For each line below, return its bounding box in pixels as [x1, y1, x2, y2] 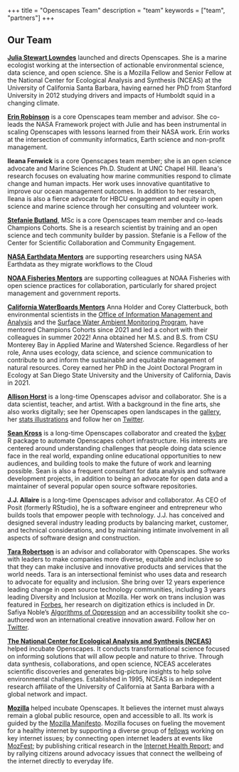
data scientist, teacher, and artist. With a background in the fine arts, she [7, 399, 221, 408]
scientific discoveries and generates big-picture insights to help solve [7, 667, 212, 676]
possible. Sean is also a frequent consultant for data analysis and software [7, 466, 226, 475]
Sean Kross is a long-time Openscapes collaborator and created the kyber [7, 428, 226, 437]
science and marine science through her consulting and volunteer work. [7, 202, 218, 210]
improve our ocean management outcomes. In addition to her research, [7, 187, 216, 195]
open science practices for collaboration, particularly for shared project [7, 281, 217, 289]
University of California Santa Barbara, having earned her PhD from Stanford [7, 83, 232, 92]
